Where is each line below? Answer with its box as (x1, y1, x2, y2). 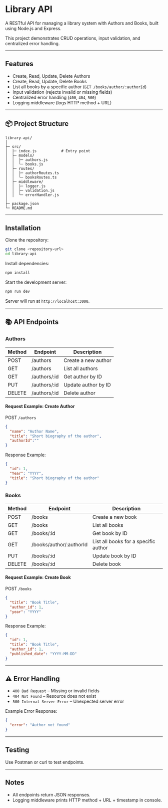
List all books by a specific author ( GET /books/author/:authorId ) (12, 84, 146, 90)
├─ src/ (5, 144, 21, 149)
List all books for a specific (92, 538, 155, 545)
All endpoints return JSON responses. (12, 791, 91, 797)
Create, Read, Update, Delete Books (12, 78, 87, 84)
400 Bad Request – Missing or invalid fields (12, 688, 100, 694)
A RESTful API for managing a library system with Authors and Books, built (5, 20, 158, 26)
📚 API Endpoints (5, 318, 59, 326)
